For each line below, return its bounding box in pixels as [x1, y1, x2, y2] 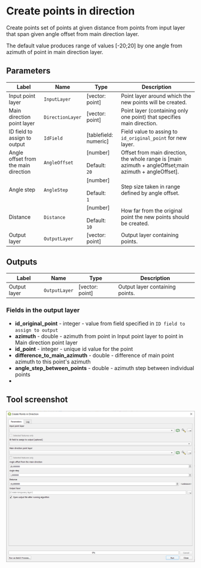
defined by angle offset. [120, 189, 179, 196]
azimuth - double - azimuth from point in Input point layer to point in [14, 332, 184, 339]
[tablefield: [86, 131, 114, 139]
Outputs [6, 257, 38, 267]
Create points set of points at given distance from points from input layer [6, 24, 185, 31]
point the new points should [120, 214, 190, 221]
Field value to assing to [120, 128, 178, 135]
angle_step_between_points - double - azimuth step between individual [14, 364, 194, 371]
